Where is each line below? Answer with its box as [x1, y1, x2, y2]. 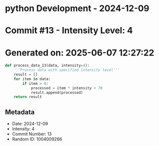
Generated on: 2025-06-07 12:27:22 [5, 47, 155, 58]
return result [14, 95, 42, 100]
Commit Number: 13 [12, 131, 52, 137]
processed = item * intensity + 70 [30, 86, 103, 90]
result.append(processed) [30, 90, 83, 95]
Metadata [5, 108, 35, 116]
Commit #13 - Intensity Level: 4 [5, 25, 133, 36]
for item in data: [14, 76, 51, 81]
